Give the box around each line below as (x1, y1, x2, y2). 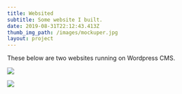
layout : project (7, 35, 54, 42)
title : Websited (7, 10, 54, 17)
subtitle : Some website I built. (7, 16, 103, 23)
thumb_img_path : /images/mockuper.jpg (7, 29, 118, 36)
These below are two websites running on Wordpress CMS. (7, 54, 175, 62)
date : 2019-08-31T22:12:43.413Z (7, 22, 100, 29)
